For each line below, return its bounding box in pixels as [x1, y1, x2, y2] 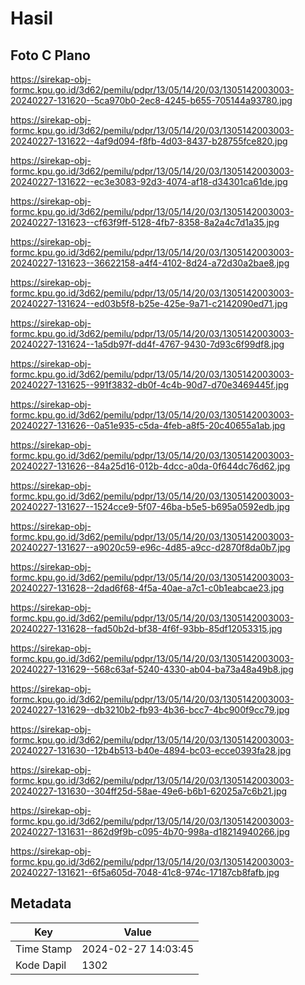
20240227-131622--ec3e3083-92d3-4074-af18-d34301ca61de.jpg [10, 176, 288, 187]
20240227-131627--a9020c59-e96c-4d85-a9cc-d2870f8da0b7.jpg [10, 542, 291, 553]
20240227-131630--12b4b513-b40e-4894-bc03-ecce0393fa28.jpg [10, 745, 292, 756]
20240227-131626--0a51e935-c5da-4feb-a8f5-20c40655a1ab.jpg [10, 420, 286, 431]
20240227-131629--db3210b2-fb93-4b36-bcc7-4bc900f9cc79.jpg [10, 704, 290, 716]
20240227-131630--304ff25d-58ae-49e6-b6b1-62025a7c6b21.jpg [10, 785, 288, 797]
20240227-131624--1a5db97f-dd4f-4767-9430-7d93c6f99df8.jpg [10, 338, 285, 350]
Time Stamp [15, 942, 73, 956]
